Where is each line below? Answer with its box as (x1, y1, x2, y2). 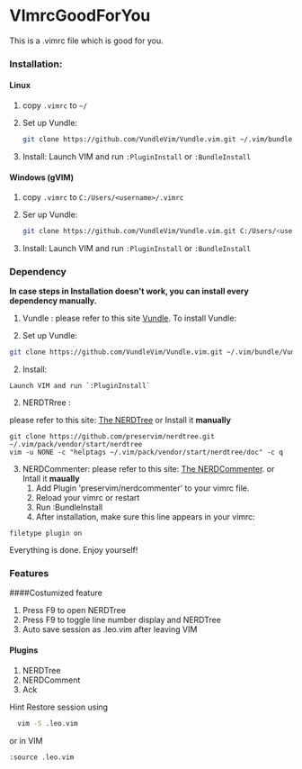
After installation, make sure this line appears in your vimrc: (35, 511, 256, 522)
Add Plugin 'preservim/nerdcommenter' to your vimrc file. (35, 483, 250, 493)
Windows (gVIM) (9, 172, 75, 183)
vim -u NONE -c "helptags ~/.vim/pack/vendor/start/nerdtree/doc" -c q (9, 448, 283, 457)
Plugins (9, 645, 39, 656)
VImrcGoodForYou (9, 5, 151, 26)
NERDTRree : (22, 397, 71, 408)
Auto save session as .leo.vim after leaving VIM (22, 624, 198, 635)
